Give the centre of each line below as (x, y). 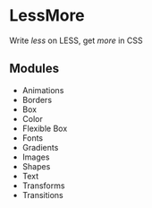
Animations (43, 90)
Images (36, 157)
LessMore (47, 16)
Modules (34, 69)
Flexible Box (45, 128)
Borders (37, 100)
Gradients (40, 147)
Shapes (36, 166)
